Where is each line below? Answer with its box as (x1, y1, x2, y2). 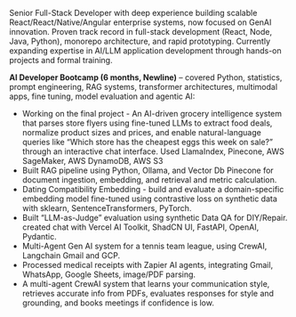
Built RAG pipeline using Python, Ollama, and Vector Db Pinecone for (21, 165, 274, 175)
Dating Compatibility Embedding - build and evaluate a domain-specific (21, 184, 284, 194)
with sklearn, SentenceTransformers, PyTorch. (21, 203, 192, 213)
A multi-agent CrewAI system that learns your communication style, (21, 279, 270, 289)
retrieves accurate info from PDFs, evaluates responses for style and (21, 289, 274, 298)
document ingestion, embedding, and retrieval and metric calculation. (21, 175, 277, 185)
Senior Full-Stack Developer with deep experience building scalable (9, 8, 258, 18)
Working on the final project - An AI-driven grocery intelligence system (21, 109, 283, 118)
